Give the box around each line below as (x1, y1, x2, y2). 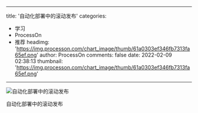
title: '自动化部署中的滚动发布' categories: (6, 12, 107, 19)
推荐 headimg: (14, 39, 50, 45)
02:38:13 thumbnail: (14, 58, 63, 65)
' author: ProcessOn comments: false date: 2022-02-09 (36, 51, 172, 58)
